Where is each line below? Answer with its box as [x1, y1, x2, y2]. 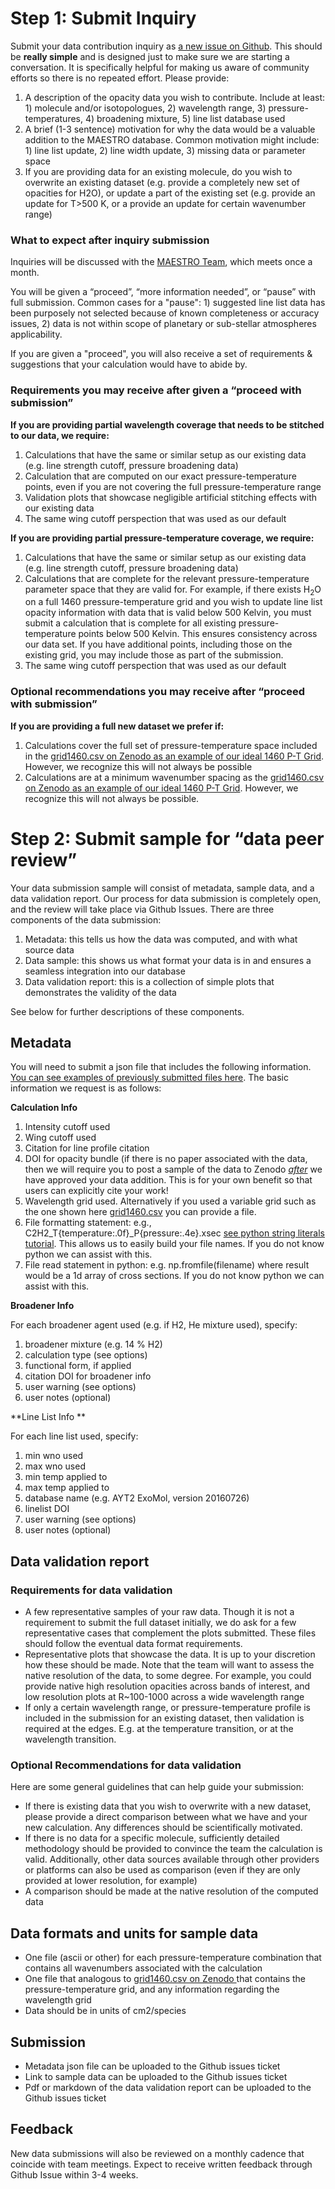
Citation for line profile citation [24, 1142, 150, 1154]
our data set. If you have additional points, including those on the [24, 638, 293, 651]
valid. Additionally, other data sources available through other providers [24, 1853, 320, 1866]
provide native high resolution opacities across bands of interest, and [24, 1680, 311, 1692]
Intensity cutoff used [24, 1121, 111, 1133]
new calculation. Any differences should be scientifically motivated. [24, 1822, 303, 1834]
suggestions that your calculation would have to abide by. [10, 358, 248, 371]
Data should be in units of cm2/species [24, 2005, 187, 2017]
